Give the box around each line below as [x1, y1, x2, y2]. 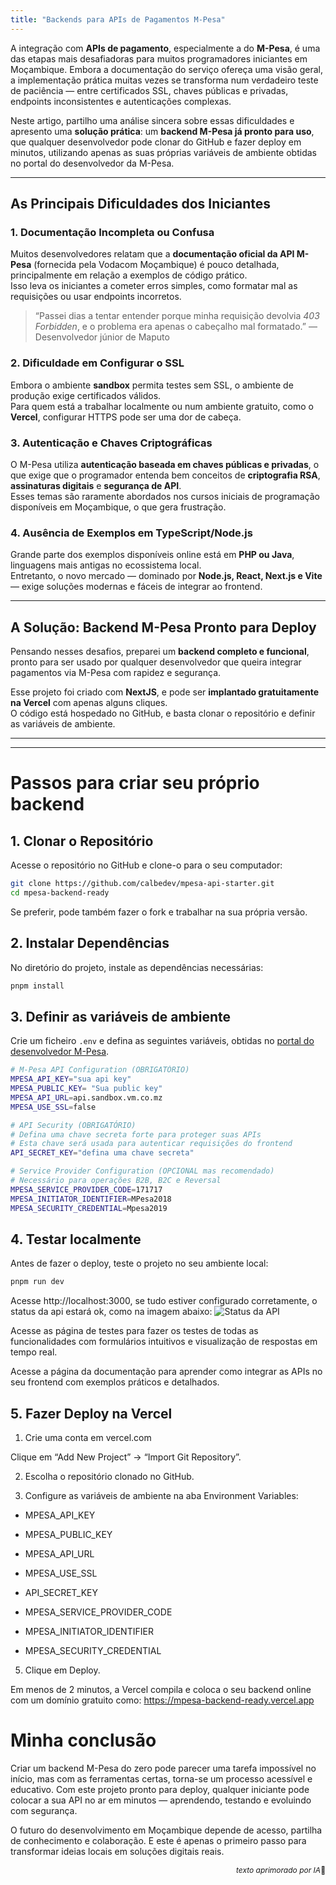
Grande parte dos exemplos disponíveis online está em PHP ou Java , [10, 549, 295, 561]
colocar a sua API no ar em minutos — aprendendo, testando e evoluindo [10, 1794, 312, 1806]
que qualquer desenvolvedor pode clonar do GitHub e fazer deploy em [10, 136, 302, 148]
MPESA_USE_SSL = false [10, 1102, 97, 1112]
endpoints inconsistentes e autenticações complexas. [10, 95, 232, 107]
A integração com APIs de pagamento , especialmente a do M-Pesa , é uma [10, 42, 321, 54]
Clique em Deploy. [24, 1664, 101, 1676]
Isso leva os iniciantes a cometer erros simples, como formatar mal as [10, 280, 298, 292]
